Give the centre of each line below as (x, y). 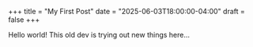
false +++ (24, 20)
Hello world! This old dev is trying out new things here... (99, 35)
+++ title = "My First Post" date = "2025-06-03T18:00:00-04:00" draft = (126, 11)
